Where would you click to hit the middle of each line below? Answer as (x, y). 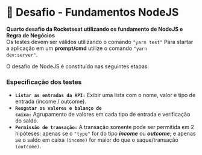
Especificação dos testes (44, 82)
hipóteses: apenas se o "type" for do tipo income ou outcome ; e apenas (105, 134)
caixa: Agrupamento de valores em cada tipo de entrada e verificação (103, 115)
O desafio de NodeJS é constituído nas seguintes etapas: (78, 66)
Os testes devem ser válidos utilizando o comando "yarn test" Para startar (100, 42)
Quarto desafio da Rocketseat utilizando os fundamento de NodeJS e (95, 29)
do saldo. (27, 121)
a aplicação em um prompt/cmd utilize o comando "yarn (77, 48)
